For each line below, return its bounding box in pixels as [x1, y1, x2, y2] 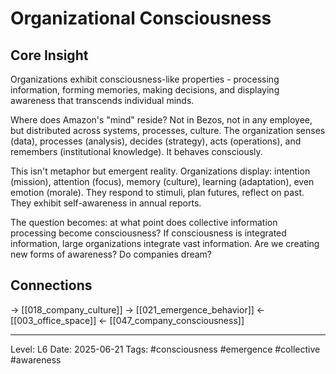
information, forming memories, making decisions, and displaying [10, 84, 280, 96]
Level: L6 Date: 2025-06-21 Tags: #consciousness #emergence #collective [10, 343, 321, 355]
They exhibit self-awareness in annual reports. [10, 197, 202, 209]
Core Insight [10, 47, 89, 64]
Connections [10, 277, 93, 294]
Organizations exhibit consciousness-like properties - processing [10, 73, 280, 85]
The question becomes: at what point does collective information [10, 217, 278, 228]
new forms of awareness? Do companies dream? [10, 248, 213, 260]
